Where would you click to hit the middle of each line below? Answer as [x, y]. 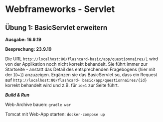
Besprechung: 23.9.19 [28, 49]
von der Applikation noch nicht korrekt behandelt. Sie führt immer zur [77, 64]
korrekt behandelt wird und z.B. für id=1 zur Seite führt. [62, 85]
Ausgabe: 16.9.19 [23, 39]
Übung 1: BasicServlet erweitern [56, 28]
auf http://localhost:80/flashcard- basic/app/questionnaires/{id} [76, 80]
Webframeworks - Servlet [60, 9]
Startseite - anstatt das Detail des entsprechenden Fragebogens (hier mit [80, 69]
